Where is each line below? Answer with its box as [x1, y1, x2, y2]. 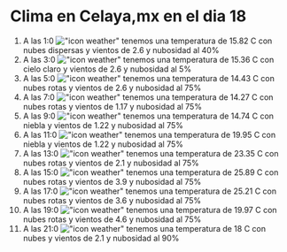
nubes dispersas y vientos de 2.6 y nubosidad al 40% [22, 44, 220, 55]
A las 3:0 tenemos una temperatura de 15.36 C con [22, 54, 275, 65]
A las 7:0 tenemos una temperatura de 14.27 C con [22, 91, 274, 103]
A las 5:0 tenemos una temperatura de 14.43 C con [22, 73, 275, 83]
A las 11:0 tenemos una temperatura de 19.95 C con [22, 129, 276, 140]
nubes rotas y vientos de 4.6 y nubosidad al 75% [22, 214, 202, 225]
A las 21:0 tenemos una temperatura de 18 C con [22, 223, 267, 233]
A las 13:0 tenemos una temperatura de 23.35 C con [22, 148, 279, 158]
